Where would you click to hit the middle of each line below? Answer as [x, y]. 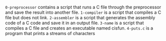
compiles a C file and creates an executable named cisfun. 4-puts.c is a [79, 28]
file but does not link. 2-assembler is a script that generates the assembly [80, 18]
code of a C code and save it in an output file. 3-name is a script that [74, 23]
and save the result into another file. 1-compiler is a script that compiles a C [83, 12]
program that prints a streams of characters [50, 33]
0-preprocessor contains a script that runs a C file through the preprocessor [83, 7]
